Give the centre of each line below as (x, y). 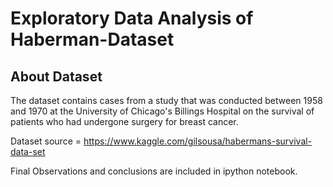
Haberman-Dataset (92, 39)
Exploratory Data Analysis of (132, 18)
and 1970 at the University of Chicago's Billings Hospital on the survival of (162, 111)
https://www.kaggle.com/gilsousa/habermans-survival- (198, 141)
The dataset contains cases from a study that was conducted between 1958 (166, 100)
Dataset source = (46, 141)
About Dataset (56, 76)
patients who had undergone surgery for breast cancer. (124, 121)
